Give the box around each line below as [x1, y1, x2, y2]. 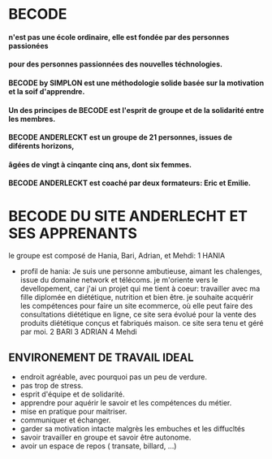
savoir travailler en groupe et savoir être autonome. [19, 432, 192, 443]
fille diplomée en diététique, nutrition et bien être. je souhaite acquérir [19, 292, 254, 302]
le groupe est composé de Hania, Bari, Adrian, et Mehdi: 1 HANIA [8, 251, 226, 261]
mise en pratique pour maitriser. [19, 407, 127, 417]
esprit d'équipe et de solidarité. [19, 389, 125, 399]
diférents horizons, [8, 141, 75, 151]
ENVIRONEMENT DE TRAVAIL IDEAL [8, 350, 194, 364]
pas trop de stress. [19, 381, 84, 391]
